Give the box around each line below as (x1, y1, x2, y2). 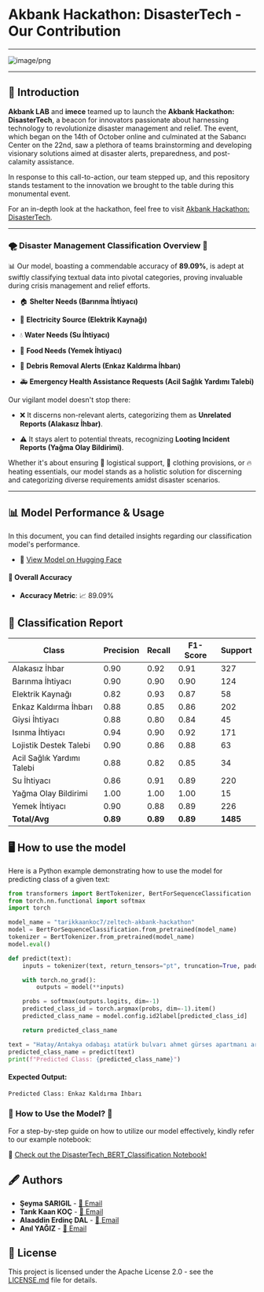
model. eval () (8, 940, 51, 948)
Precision (103, 644, 140, 655)
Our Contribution (8, 22, 122, 40)
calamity (8, 157, 36, 166)
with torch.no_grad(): (22, 976, 97, 984)
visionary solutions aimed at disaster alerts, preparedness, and (8, 148, 211, 158)
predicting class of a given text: (8, 874, 110, 884)
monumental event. (8, 189, 71, 198)
